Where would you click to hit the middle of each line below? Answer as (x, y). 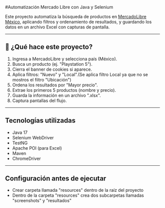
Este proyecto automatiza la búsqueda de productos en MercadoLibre (76, 16)
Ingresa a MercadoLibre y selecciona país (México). (65, 59)
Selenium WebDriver (33, 137)
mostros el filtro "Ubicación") (42, 79)
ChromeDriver (27, 158)
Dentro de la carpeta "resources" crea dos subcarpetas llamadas (78, 195)
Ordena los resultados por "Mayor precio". (55, 85)
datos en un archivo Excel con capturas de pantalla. (57, 27)
